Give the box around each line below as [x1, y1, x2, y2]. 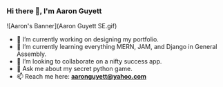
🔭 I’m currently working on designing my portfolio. [16, 35, 159, 43]
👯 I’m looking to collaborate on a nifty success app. [16, 57, 162, 66]
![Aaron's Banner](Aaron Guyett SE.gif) [6, 22, 117, 30]
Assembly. [16, 50, 46, 58]
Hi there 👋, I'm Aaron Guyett [6, 6, 102, 16]
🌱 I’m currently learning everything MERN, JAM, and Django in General [16, 43, 218, 51]
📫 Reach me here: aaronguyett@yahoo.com [16, 72, 146, 81]
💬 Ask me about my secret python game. [16, 65, 133, 73]
